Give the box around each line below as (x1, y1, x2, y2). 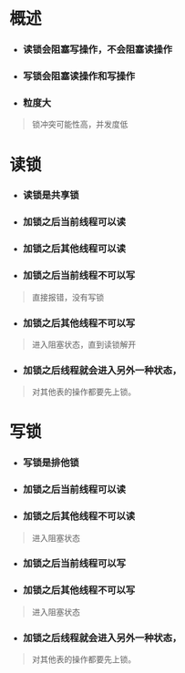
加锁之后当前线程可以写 (22, 557, 126, 570)
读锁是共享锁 (22, 189, 79, 201)
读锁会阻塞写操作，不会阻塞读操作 (22, 43, 173, 56)
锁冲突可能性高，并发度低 (31, 119, 128, 130)
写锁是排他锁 (22, 456, 79, 469)
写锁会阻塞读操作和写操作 (22, 70, 136, 83)
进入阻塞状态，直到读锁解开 (31, 339, 137, 350)
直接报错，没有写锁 (31, 291, 105, 302)
